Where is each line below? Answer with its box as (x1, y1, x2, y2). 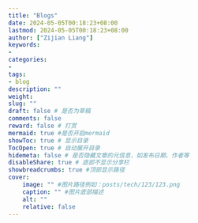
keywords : (8, 41, 41, 49)
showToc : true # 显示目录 (8, 136, 89, 145)
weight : (8, 93, 34, 100)
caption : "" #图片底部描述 (22, 187, 104, 196)
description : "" (8, 85, 62, 93)
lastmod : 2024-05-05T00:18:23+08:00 (8, 26, 129, 34)
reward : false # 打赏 (8, 122, 77, 130)
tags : (8, 70, 26, 78)
